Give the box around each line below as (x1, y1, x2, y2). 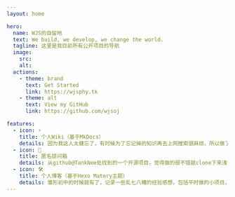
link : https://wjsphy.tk (25, 88, 98, 95)
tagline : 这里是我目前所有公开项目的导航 (13, 43, 120, 50)
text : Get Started (25, 81, 79, 88)
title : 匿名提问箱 (19, 153, 68, 160)
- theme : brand (19, 75, 64, 82)
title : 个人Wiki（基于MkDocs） (19, 133, 105, 140)
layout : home (6, 10, 45, 18)
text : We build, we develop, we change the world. (13, 36, 164, 43)
